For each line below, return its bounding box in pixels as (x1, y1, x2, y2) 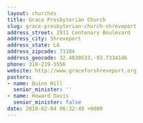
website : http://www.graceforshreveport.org (7, 67, 137, 74)
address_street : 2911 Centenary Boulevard (7, 29, 131, 36)
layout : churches (7, 10, 57, 17)
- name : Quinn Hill (7, 80, 63, 87)
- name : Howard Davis (7, 93, 69, 100)
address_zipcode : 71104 (7, 49, 76, 55)
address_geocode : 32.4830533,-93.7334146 (7, 55, 128, 61)
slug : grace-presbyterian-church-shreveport (7, 23, 137, 29)
